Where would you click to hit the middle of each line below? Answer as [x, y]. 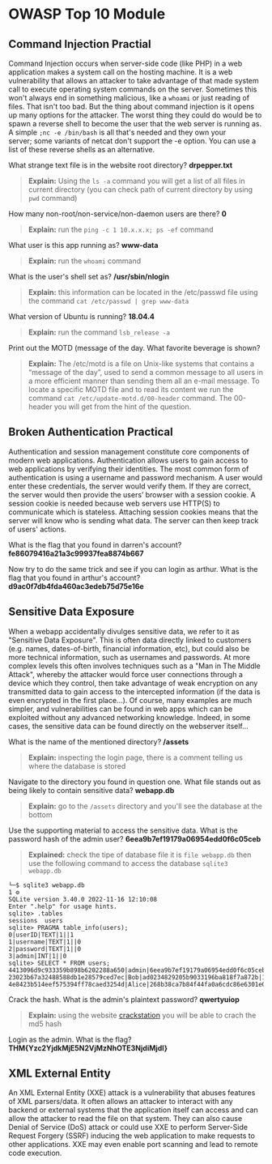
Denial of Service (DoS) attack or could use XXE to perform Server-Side [128, 1128]
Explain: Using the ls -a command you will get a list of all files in [136, 181]
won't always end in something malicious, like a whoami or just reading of [129, 98]
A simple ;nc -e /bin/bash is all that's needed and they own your [117, 132]
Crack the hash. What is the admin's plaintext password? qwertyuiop [124, 999]
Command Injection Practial [80, 44]
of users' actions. [38, 529]
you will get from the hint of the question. [123, 407]
